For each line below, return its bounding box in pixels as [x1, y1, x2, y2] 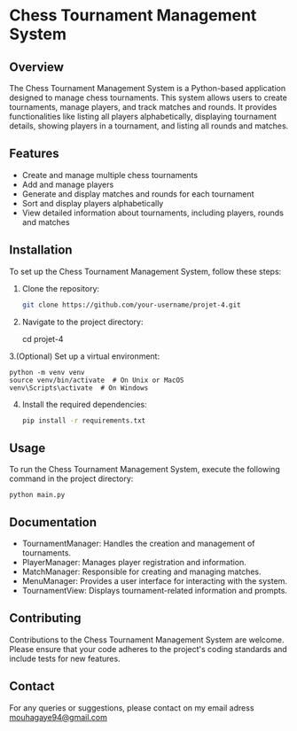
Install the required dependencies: [21, 399, 148, 409]
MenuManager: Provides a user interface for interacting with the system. [21, 576, 288, 586]
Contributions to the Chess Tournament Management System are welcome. [9, 634, 285, 645]
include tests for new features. [9, 653, 121, 664]
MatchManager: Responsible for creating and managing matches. [21, 566, 262, 577]
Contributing [9, 610, 82, 626]
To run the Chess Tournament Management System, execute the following [9, 464, 281, 475]
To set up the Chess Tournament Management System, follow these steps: [9, 266, 282, 276]
